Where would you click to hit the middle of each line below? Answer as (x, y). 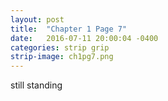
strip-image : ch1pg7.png (62, 57)
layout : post (37, 19)
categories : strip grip (60, 47)
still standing (36, 85)
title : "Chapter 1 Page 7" (69, 29)
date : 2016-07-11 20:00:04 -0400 (84, 38)
